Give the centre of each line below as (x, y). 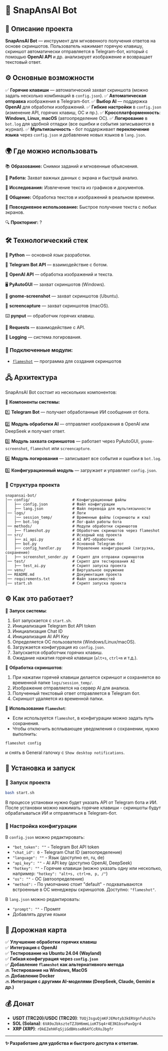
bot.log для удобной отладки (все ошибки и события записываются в (80, 124)
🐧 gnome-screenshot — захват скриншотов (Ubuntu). (62, 296)
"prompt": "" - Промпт (36, 909)
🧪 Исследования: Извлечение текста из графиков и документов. (75, 187)
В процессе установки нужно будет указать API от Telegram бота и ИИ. (81, 803)
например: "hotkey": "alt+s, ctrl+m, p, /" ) (60, 873)
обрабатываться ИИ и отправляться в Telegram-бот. (61, 813)
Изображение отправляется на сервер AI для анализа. (71, 688)
